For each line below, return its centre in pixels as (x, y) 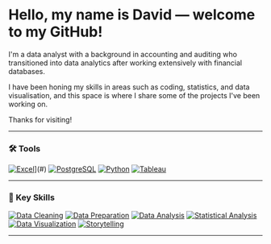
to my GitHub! (56, 32)
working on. (28, 104)
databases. (27, 71)
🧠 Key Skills (31, 197)
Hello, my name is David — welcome (132, 15)
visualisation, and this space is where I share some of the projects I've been (134, 95)
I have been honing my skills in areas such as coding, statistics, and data (129, 87)
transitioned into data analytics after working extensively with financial (125, 63)
